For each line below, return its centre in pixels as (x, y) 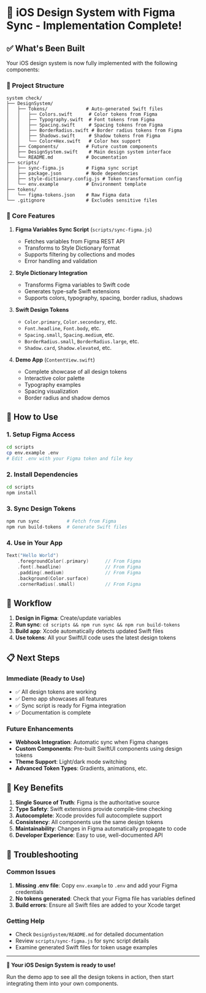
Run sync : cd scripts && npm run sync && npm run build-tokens (97, 625)
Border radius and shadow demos (67, 398)
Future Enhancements (40, 729)
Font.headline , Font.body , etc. (63, 328)
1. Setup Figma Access (41, 434)
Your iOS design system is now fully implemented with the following (92, 63)
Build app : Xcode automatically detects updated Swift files (89, 631)
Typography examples (52, 384)
